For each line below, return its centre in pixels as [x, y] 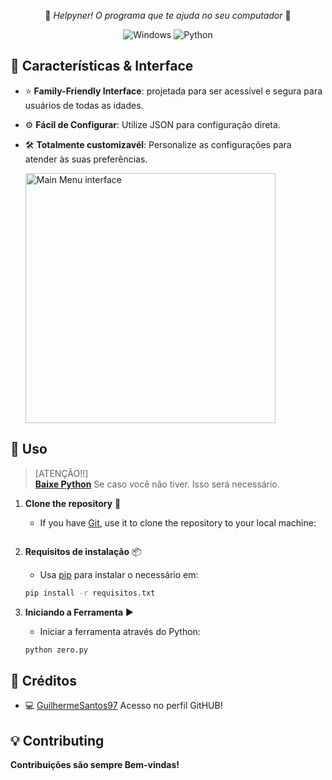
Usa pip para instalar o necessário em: [119, 574]
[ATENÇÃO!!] [61, 473]
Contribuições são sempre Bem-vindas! [95, 764]
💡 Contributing [57, 740]
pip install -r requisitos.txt [90, 593]
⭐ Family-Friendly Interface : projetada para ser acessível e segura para [173, 91]
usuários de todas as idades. [84, 105]
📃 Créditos [43, 680]
